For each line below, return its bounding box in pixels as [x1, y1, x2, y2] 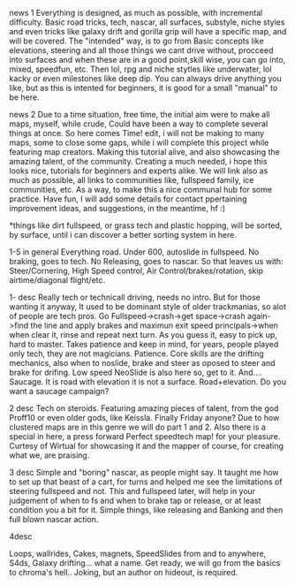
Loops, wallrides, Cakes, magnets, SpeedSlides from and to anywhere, [9, 548, 267, 559]
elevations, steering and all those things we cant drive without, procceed [9, 45, 274, 56]
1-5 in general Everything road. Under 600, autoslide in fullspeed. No [9, 247, 260, 257]
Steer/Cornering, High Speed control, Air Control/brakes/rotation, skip [9, 265, 263, 276]
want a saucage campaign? [9, 386, 110, 396]
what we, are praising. [9, 450, 90, 460]
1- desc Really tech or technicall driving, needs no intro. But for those [9, 292, 261, 302]
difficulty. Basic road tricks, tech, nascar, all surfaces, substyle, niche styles [9, 17, 285, 27]
